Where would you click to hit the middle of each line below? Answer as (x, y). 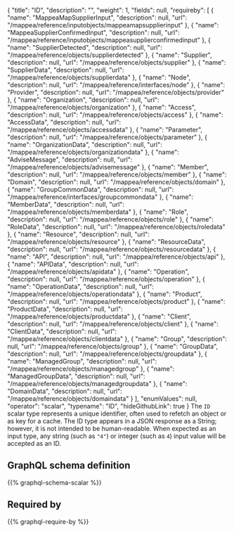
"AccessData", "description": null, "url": (64, 122)
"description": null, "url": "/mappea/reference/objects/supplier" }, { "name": (117, 62)
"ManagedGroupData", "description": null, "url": (76, 376)
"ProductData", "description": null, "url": (65, 309)
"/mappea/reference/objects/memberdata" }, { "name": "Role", (98, 212)
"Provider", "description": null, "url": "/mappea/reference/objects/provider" (116, 92)
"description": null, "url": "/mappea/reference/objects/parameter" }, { (108, 137)
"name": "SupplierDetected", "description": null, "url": (85, 47)
